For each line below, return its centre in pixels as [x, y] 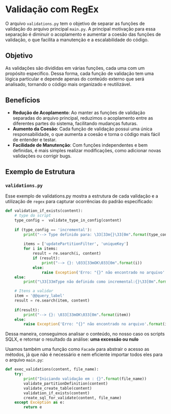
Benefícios [23, 100]
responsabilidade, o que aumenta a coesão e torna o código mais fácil [86, 134]
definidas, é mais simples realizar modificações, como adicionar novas [87, 150]
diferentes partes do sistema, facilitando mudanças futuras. [75, 123]
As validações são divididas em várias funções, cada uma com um [75, 68]
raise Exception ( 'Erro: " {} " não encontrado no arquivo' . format [93, 324]
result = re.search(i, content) [67, 254]
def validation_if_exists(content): [44, 211]
